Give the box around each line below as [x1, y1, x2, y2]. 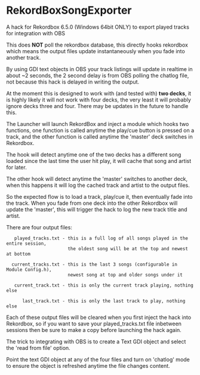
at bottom [6, 251, 31, 257]
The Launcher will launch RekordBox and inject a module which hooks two [6, 120, 189, 127]
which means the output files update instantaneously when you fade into [6, 47, 185, 54]
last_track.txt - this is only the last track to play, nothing [21, 298, 186, 304]
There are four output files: [6, 223, 73, 230]
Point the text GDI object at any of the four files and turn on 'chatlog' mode [6, 356, 190, 363]
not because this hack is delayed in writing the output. [6, 78, 140, 85]
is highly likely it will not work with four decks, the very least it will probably [6, 96, 191, 103]
